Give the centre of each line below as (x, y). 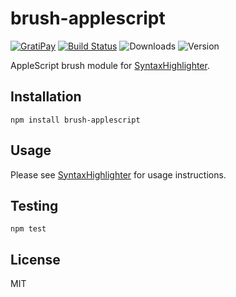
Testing (34, 205)
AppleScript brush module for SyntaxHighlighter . (110, 65)
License (35, 259)
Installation (46, 97)
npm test (28, 229)
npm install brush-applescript (75, 120)
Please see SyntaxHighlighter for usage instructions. (118, 174)
